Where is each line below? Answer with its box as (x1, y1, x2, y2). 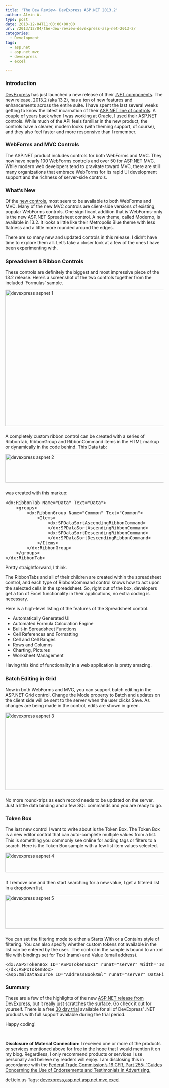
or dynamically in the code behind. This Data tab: (5, 444, 107, 450)
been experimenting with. (5, 245, 58, 252)
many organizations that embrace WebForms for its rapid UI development (5, 169, 157, 175)
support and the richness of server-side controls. (5, 174, 107, 180)
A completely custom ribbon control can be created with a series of (5, 433, 145, 439)
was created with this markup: (5, 490, 68, 496)
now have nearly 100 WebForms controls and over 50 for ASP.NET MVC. (5, 158, 155, 164)
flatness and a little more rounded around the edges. (5, 225, 114, 231)
